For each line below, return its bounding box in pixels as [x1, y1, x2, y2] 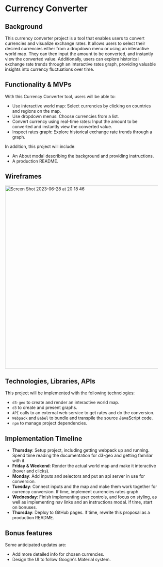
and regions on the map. [12, 108, 61, 114]
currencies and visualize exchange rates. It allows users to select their [5, 40, 146, 46]
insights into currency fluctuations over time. [5, 66, 95, 72]
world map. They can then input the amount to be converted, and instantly [5, 51, 154, 57]
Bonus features [5, 529, 52, 537]
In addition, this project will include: [5, 143, 76, 149]
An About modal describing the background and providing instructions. [12, 153, 154, 159]
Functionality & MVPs [5, 81, 72, 89]
